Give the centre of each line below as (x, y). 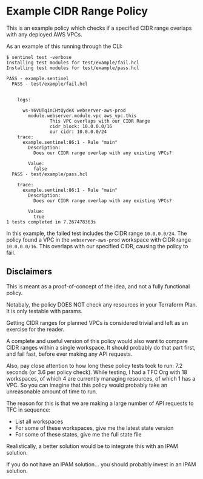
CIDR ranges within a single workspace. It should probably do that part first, (101, 347)
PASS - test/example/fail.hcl (50, 84)
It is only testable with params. (45, 311)
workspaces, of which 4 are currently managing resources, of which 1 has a (101, 378)
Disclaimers (29, 272)
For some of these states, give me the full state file (78, 434)
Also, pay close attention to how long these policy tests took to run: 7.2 (95, 365)
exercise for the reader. (35, 329)
